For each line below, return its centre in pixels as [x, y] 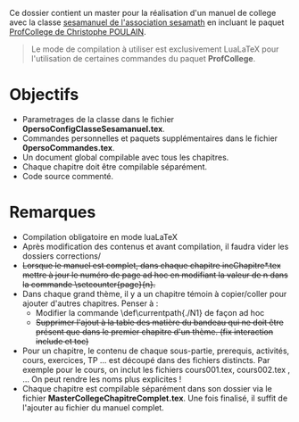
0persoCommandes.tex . [68, 147]
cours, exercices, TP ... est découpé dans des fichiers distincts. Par [146, 360]
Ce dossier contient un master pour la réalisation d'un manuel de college [143, 13]
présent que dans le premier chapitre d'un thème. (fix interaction [154, 331]
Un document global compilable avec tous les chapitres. [125, 157]
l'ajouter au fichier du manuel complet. [93, 407]
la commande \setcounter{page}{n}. [89, 284]
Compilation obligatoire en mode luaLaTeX [100, 236]
